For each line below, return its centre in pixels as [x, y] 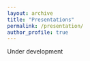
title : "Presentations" [41, 20]
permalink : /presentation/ [45, 26]
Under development [35, 52]
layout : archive [30, 13]
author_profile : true [38, 32]
